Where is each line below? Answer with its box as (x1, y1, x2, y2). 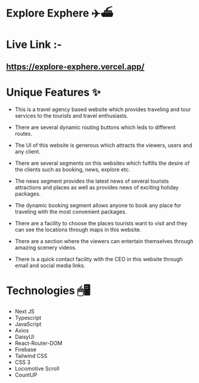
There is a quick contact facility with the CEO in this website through (14, 255, 183, 262)
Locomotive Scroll (14, 364, 60, 372)
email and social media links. (14, 262, 86, 269)
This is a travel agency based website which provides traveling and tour (14, 106, 191, 113)
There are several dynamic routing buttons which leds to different (14, 124, 176, 131)
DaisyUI (14, 333, 35, 340)
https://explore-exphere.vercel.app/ (6, 62, 145, 72)
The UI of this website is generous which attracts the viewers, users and (14, 142, 192, 149)
